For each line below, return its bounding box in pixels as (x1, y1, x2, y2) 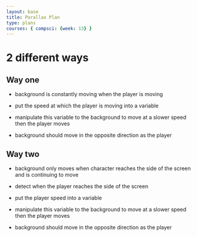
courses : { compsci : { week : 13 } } (6, 25, 93, 32)
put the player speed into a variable (14, 195, 103, 202)
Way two (6, 149, 40, 159)
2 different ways (6, 51, 89, 64)
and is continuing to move (14, 171, 79, 178)
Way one (6, 75, 40, 85)
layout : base (6, 8, 39, 15)
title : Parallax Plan (6, 14, 60, 20)
